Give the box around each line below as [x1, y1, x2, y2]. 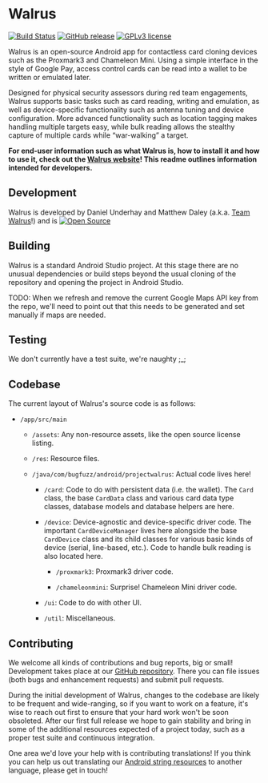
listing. [31, 438, 54, 448]
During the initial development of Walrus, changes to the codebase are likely [8, 690, 260, 700]
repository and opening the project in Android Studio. [8, 277, 184, 287]
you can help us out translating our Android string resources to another [8, 757, 242, 766]
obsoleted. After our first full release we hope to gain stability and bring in [8, 716, 251, 725]
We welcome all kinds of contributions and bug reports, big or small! [8, 658, 234, 667]
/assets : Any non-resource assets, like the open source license [31, 430, 242, 440]
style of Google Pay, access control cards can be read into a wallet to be [8, 63, 248, 73]
